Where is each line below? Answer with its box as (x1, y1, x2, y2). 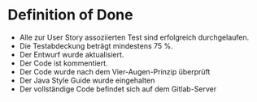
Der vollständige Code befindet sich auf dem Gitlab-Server (19, 83, 217, 94)
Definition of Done (7, 6, 133, 24)
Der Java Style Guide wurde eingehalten (19, 75, 155, 85)
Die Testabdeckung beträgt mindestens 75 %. (19, 40, 174, 50)
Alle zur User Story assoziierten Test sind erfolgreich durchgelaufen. (19, 32, 250, 42)
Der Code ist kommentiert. (19, 58, 108, 68)
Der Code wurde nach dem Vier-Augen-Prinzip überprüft (19, 66, 211, 76)
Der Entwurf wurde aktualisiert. (19, 49, 124, 59)
